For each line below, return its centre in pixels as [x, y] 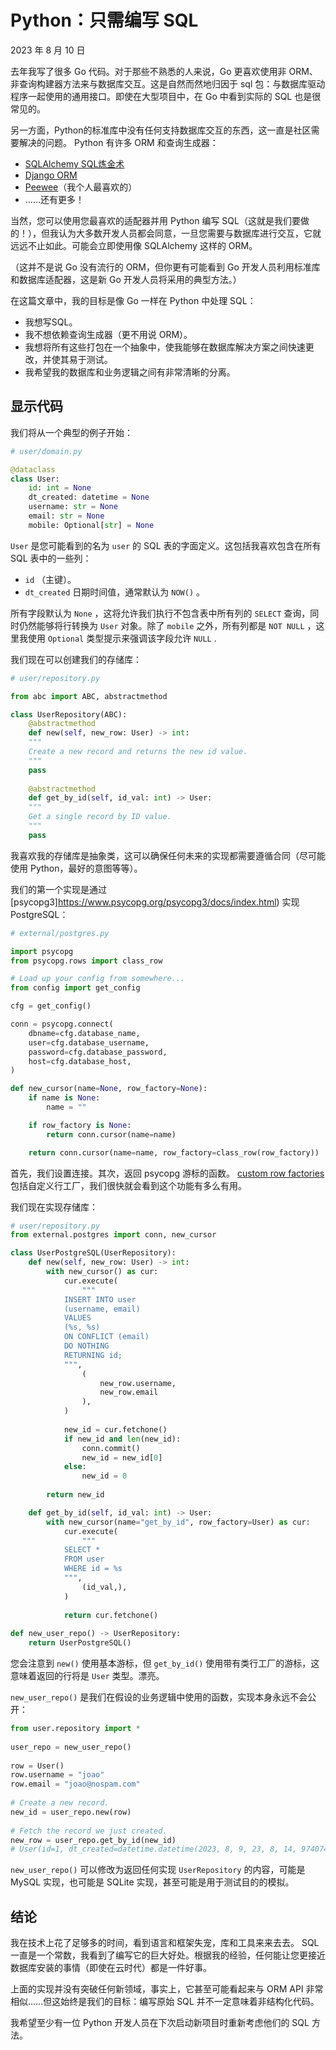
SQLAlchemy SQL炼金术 [74, 163]
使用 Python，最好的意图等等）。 [76, 868]
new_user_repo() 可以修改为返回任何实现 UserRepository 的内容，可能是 [158, 1870]
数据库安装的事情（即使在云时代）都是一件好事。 [111, 1968]
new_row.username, [138, 1383]
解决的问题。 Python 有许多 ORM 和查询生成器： [118, 142]
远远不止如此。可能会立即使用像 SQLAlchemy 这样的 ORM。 [134, 245]
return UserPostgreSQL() [80, 1643]
